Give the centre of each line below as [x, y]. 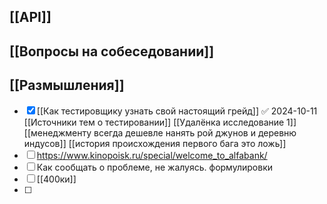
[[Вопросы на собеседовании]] [112, 51]
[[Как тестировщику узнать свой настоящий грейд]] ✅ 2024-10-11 [177, 111]
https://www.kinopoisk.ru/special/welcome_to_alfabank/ [152, 155]
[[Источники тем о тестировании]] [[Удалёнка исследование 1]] [160, 122]
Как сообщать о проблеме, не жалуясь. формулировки [155, 167]
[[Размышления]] [67, 85]
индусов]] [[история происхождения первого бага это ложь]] [155, 143]
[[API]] [30, 17]
